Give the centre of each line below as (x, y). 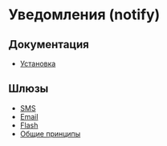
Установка (38, 63)
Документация (49, 45)
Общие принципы (50, 133)
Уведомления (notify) (84, 15)
